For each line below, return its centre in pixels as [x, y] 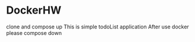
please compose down [34, 33]
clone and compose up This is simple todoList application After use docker [97, 27]
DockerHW [34, 10]
